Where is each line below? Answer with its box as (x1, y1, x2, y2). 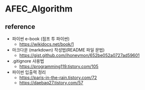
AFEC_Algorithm (5, 3, 73, 14)
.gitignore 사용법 (12, 58, 44, 64)
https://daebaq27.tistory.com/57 (19, 80, 84, 85)
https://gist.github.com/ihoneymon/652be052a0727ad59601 (19, 52, 140, 58)
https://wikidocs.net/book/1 (19, 41, 74, 47)
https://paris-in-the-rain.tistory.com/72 (19, 75, 97, 80)
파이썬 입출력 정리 (12, 69, 46, 75)
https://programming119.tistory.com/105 (19, 64, 99, 69)
